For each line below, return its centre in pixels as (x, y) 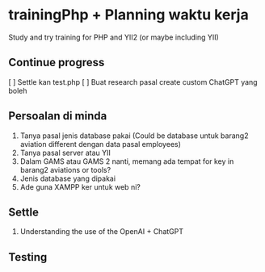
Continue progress (57, 63)
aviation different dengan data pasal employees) (101, 144)
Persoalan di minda (58, 116)
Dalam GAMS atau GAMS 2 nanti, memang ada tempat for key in (127, 161)
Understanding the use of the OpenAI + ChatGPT (102, 232)
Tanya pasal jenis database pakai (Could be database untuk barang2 (134, 136)
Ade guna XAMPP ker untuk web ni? (80, 186)
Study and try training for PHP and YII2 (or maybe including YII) (114, 37)
